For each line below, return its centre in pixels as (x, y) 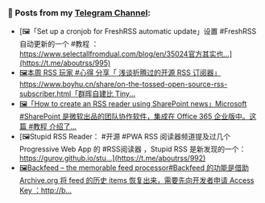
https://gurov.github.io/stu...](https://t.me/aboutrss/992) (112, 158)
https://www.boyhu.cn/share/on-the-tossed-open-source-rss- (123, 85)
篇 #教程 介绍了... (48, 126)
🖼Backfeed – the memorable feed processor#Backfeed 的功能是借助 (134, 168)
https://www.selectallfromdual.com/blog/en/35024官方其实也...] (126, 54)
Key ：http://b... (46, 191)
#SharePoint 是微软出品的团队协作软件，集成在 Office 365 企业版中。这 (138, 117)
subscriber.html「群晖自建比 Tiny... (77, 94)
